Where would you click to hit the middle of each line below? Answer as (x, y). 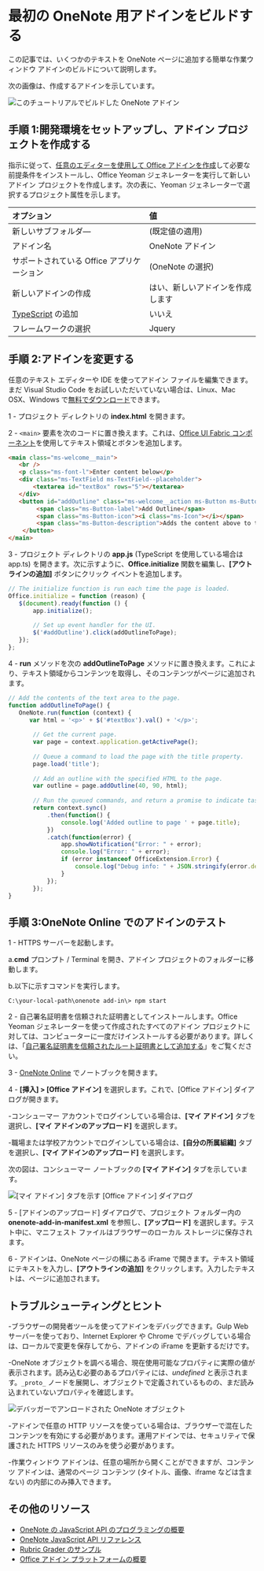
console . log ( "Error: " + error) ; (115, 852)
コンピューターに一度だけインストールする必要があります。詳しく (148, 1036)
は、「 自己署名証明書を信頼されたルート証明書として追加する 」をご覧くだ (127, 1046)
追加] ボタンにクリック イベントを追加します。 (110, 574)
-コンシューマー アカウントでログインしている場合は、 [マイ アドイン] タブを (132, 1116)
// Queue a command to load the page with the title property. (138, 756)
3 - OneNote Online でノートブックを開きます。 (85, 1073)
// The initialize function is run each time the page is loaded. (119, 589)
